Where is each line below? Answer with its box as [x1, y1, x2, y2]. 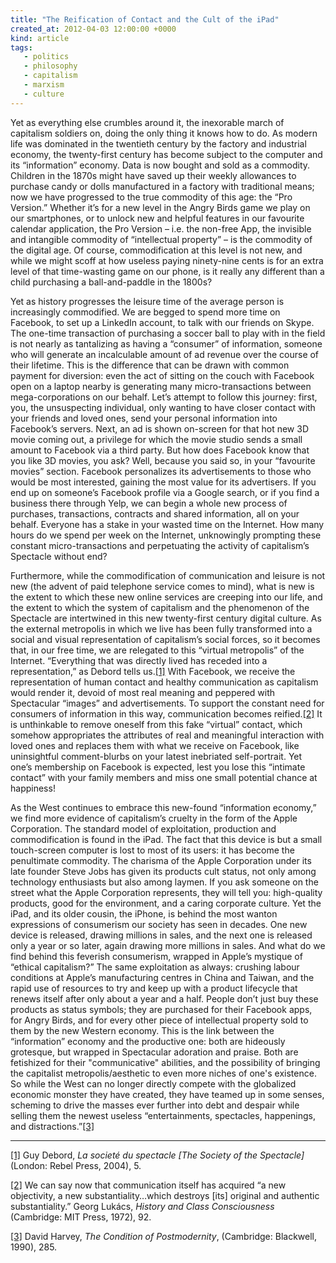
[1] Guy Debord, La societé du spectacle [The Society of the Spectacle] [10, 1149, 305, 1161]
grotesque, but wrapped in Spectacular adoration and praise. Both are [10, 1046, 299, 1058]
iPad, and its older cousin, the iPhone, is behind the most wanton [10, 907, 278, 920]
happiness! [10, 782, 56, 794]
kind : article [10, 33, 70, 43]
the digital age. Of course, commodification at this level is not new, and [10, 244, 303, 256]
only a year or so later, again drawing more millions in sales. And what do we [10, 939, 326, 951]
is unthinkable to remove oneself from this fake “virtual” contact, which [10, 718, 303, 730]
